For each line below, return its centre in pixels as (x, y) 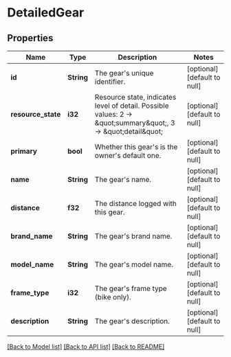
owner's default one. (128, 156)
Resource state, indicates (135, 97)
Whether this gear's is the (136, 147)
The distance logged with (136, 204)
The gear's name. (123, 180)
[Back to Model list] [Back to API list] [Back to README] (86, 347)
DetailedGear (46, 13)
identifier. (110, 82)
